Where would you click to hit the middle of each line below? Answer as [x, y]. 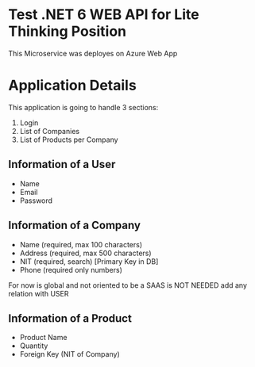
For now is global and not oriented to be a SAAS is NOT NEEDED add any [128, 285]
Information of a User [62, 164]
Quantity [34, 346]
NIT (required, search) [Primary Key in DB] [89, 261]
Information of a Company [75, 226]
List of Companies [50, 131]
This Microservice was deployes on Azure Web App [93, 53]
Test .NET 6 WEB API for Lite [104, 15]
